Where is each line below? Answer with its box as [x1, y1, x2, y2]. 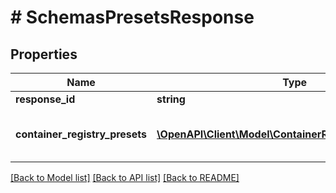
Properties [10, 46, 78, 63]
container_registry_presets [15, 127, 148, 141]
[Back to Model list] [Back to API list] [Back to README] [10, 172, 240, 183]
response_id [15, 92, 76, 106]
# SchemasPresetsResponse [10, 6, 255, 29]
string [156, 92, 186, 106]
